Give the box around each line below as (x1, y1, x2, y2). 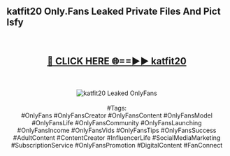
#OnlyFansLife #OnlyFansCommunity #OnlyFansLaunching (31, 118, 202, 127)
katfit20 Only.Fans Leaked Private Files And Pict (6, 6, 221, 17)
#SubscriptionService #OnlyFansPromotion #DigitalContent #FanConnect (10, 141, 223, 149)
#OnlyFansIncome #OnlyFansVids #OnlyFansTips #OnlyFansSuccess (17, 126, 217, 134)
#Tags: (106, 104, 127, 112)
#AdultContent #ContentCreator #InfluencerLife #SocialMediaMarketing (13, 133, 221, 142)
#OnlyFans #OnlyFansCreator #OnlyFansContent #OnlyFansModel (21, 111, 213, 120)
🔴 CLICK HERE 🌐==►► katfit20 (47, 55, 187, 67)
